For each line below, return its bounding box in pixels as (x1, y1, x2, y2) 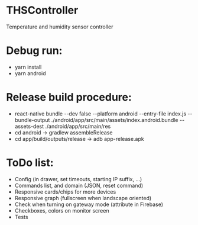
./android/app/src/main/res (45, 123, 111, 130)
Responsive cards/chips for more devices (14, 188, 116, 195)
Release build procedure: (6, 91, 132, 104)
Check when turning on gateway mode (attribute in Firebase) (14, 201, 164, 208)
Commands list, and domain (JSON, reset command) (14, 182, 144, 189)
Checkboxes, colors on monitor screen (14, 207, 109, 214)
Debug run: (6, 44, 63, 57)
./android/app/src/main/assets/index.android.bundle (51, 116, 178, 123)
